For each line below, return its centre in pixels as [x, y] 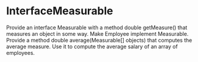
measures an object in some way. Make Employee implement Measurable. [98, 33]
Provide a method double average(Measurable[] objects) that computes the [99, 40]
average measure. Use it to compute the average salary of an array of [92, 46]
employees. [20, 52]
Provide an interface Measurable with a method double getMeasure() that [97, 27]
